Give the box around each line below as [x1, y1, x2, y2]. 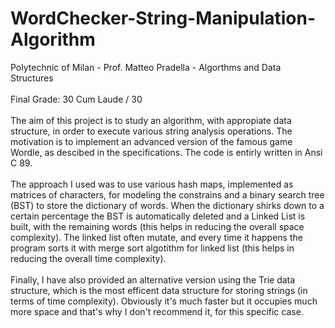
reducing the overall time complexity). [10, 252, 167, 264]
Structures [10, 72, 54, 84]
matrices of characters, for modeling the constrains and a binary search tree [10, 188, 325, 201]
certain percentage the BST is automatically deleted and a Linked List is [10, 210, 306, 222]
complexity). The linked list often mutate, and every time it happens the [10, 231, 303, 243]
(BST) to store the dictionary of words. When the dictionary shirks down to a [10, 199, 325, 211]
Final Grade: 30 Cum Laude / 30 [10, 93, 143, 105]
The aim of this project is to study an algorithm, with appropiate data [10, 114, 292, 126]
